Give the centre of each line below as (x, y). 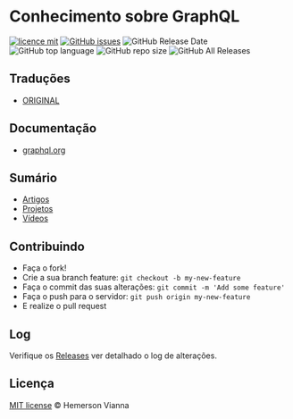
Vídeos (35, 218)
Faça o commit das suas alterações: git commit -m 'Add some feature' (154, 287)
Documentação (53, 128)
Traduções (40, 79)
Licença (32, 384)
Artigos (36, 199)
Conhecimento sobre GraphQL (125, 17)
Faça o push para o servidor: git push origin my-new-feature (136, 297)
